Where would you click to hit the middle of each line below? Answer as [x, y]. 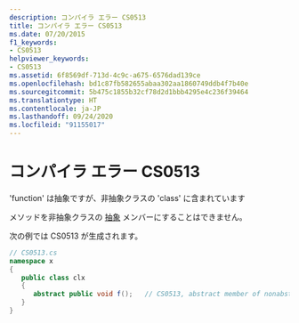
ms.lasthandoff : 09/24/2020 [61, 117]
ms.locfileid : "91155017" [57, 125]
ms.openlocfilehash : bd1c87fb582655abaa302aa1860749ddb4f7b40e [129, 84]
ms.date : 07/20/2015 [48, 34]
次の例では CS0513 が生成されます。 [76, 236]
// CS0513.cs [33, 253]
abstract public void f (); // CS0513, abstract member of [146, 295]
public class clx [53, 278]
